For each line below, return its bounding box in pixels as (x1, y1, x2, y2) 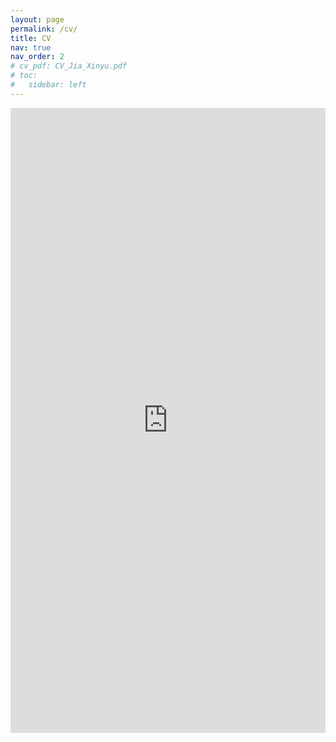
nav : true (10, 42, 52, 53)
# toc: (10, 71, 38, 81)
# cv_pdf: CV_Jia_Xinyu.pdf (10, 61, 128, 71)
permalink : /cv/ (10, 24, 78, 34)
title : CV (10, 33, 52, 43)
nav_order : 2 (10, 52, 65, 62)
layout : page (10, 14, 65, 25)
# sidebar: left (10, 80, 87, 90)
